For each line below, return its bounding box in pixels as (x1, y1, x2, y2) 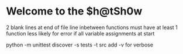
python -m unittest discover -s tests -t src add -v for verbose (6, 41, 154, 48)
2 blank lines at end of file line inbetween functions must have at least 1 (6, 24, 178, 31)
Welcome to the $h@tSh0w (6, 5, 143, 18)
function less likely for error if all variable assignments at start (6, 30, 155, 37)
